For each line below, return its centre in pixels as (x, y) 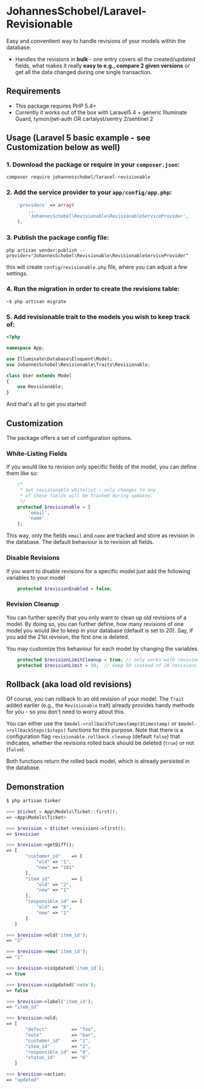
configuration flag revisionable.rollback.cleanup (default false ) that (93, 737)
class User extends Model (39, 376)
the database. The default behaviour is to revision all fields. (80, 542)
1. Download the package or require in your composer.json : (93, 165)
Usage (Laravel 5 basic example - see (78, 138)
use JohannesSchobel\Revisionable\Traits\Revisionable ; (78, 365)
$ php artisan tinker (34, 801)
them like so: (22, 473)
